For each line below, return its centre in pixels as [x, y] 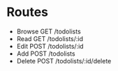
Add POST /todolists [46, 54]
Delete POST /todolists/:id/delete [64, 61]
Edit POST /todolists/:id [50, 46]
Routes [27, 12]
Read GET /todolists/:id [50, 38]
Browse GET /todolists [49, 31]
